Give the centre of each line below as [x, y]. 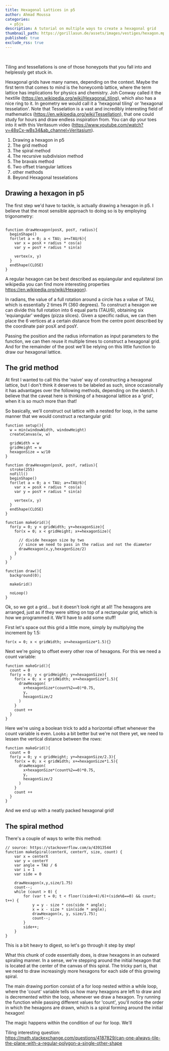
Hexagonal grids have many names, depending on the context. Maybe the [82, 82]
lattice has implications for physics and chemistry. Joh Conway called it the [83, 92]
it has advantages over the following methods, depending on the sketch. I [81, 391]
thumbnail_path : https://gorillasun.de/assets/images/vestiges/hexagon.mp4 [86, 33]
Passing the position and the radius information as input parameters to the [82, 336]
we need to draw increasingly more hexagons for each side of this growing [83, 971]
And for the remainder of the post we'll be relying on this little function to [80, 346]
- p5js [17, 24]
